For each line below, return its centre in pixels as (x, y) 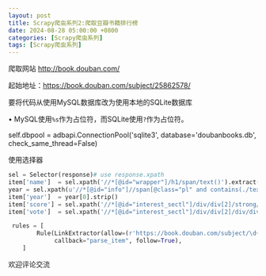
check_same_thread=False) (53, 144)
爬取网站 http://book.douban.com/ (64, 69)
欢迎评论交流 (29, 264)
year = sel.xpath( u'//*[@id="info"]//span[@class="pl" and (108, 190)
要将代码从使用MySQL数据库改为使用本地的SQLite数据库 (100, 102)
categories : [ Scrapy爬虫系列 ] (55, 38)
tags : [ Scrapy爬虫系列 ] (45, 45)
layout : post (30, 15)
